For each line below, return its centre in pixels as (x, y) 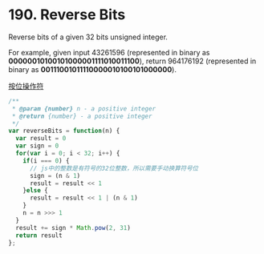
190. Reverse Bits (67, 15)
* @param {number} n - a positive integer (84, 109)
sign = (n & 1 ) (55, 175)
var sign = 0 (37, 146)
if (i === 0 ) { (46, 161)
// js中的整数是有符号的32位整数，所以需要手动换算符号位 (114, 168)
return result (39, 235)
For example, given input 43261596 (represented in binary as (109, 52)
